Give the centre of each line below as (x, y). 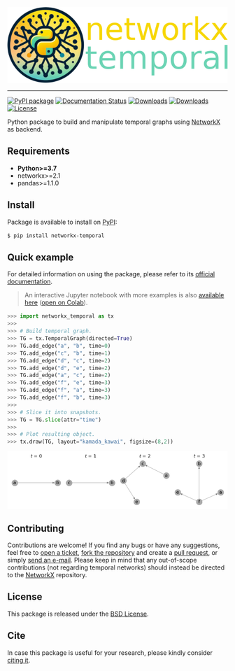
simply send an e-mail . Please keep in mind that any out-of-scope (102, 560)
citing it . (19, 660)
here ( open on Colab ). (56, 303)
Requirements (38, 151)
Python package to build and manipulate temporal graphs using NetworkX (114, 122)
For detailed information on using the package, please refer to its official (111, 274)
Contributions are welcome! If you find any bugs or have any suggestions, (114, 545)
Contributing (36, 528)
